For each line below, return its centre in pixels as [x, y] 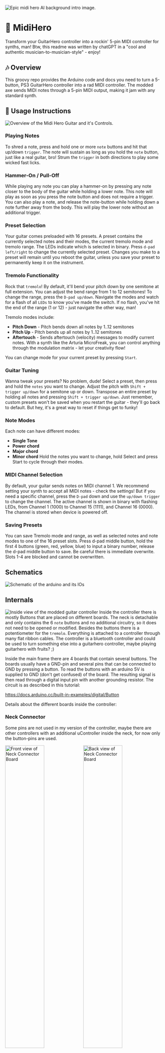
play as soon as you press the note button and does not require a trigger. [80, 197]
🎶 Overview [23, 68]
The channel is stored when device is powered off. [57, 512]
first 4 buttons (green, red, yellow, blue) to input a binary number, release [80, 546]
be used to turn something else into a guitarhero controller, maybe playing [81, 644]
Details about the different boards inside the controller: [61, 704]
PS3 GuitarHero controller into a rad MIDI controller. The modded [87, 85]
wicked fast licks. [23, 162]
